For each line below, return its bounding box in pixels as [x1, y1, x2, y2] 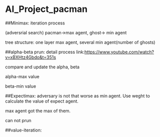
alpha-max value [5, 73, 40, 79]
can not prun [5, 117, 31, 123]
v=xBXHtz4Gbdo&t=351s [5, 54, 56, 60]
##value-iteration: [5, 127, 42, 133]
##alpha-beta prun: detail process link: [5, 49, 85, 55]
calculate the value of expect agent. [5, 98, 79, 104]
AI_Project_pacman [5, 3, 88, 15]
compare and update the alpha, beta [5, 64, 80, 70]
